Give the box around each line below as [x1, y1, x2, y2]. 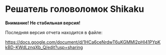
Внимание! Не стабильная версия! [5, 20, 81, 26]
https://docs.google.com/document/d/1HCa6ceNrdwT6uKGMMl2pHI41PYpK [5, 39, 161, 45]
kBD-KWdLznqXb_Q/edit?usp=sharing [5, 44, 83, 50]
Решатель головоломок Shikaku [5, 3, 145, 15]
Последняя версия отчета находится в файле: [5, 29, 103, 35]
